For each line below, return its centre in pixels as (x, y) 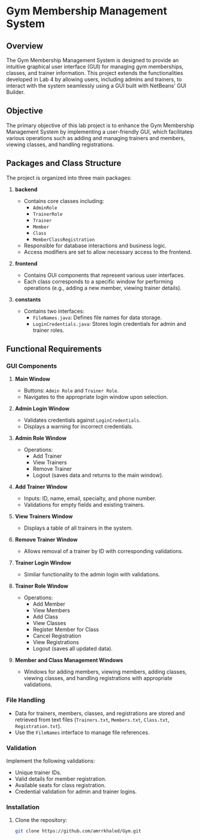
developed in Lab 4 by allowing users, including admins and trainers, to (94, 79)
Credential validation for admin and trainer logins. (76, 791)
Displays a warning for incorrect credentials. (78, 427)
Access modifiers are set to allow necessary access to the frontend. (108, 252)
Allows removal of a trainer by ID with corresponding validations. (104, 551)
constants (28, 299)
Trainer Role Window (42, 586)
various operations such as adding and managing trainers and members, (96, 138)
